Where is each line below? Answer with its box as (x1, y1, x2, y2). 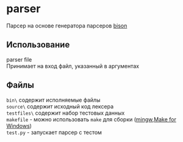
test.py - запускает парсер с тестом (6, 129, 102, 136)
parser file (6, 55, 32, 63)
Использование (6, 40, 70, 50)
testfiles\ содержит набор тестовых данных (6, 109, 125, 116)
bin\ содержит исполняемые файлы (6, 96, 101, 104)
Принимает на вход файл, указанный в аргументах (6, 62, 139, 69)
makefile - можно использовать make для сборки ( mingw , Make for (6, 115, 177, 123)
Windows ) (6, 122, 32, 129)
